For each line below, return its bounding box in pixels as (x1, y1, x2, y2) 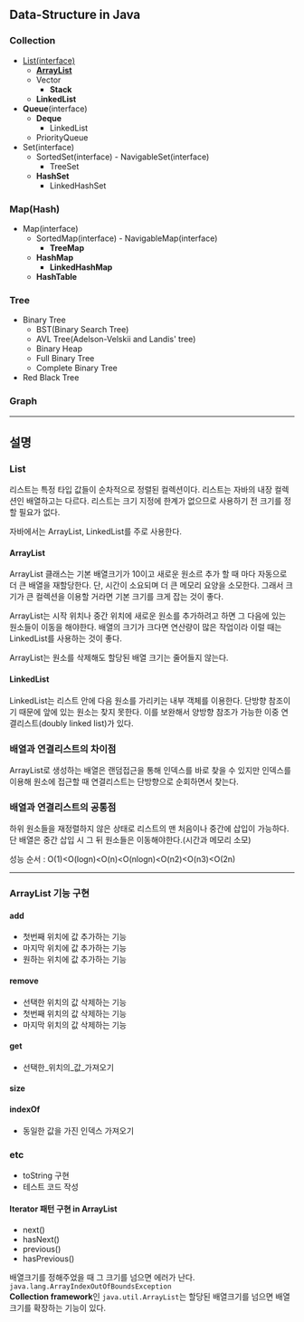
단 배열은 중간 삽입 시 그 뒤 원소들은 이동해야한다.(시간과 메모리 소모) (9, 835, 252, 846)
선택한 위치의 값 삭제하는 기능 (22, 996, 127, 1008)
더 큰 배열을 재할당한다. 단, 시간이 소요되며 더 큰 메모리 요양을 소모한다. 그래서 (9, 580, 284, 591)
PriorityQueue (35, 131, 89, 143)
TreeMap (49, 242, 84, 253)
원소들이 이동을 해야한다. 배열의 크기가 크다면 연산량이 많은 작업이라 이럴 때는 (9, 622, 282, 633)
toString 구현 (22, 1170, 70, 1181)
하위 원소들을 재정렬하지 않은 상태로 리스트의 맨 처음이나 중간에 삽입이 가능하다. (9, 823, 290, 834)
